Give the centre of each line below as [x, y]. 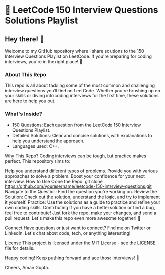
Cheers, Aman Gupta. [27, 267]
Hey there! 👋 [25, 39]
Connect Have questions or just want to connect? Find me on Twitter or [78, 228]
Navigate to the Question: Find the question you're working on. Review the [81, 191]
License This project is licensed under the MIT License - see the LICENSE [80, 243]
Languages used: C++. [36, 146]
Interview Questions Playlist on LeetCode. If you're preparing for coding [79, 56]
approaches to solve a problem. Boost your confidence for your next [75, 176]
